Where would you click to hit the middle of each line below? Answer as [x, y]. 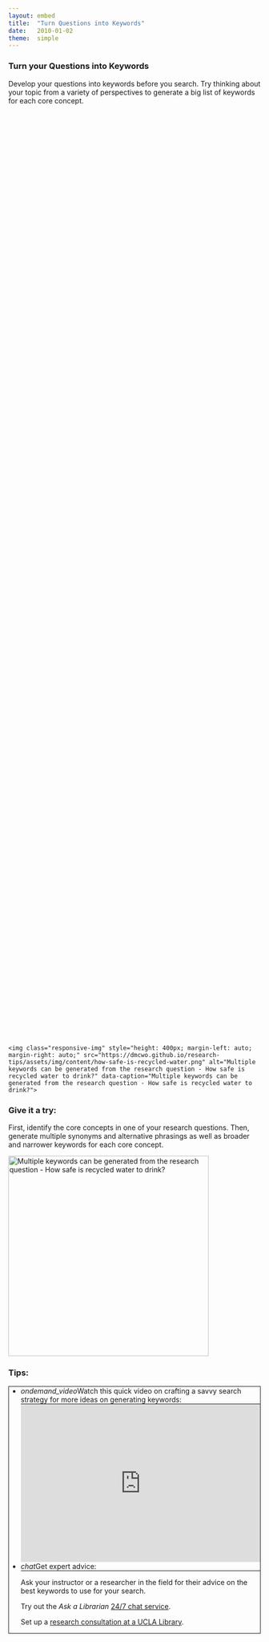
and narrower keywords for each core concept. [86, 1145]
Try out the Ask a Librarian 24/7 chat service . [96, 1606]
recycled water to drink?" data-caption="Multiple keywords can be [123, 1076]
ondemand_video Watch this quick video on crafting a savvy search [131, 1390]
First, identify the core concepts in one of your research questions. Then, [129, 1128]
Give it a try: [32, 1111]
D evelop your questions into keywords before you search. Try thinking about [134, 83]
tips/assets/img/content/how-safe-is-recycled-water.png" [107, 1063]
